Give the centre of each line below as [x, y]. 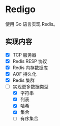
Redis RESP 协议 [30, 61]
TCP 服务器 [24, 55]
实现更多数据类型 [31, 87]
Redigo [20, 9]
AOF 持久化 [24, 74]
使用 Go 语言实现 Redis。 [32, 24]
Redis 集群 [24, 80]
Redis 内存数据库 [30, 68]
